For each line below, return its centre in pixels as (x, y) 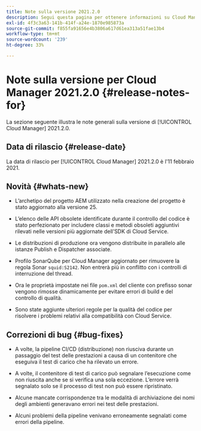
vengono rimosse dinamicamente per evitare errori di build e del (94, 292)
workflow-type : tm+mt (33, 34)
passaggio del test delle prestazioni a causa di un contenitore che (96, 356)
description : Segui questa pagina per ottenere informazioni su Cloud (96, 17)
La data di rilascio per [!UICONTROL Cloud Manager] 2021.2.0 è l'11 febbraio (100, 161)
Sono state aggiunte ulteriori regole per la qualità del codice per (93, 310)
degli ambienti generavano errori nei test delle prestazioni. (87, 404)
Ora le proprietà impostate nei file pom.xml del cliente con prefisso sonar (103, 285)
